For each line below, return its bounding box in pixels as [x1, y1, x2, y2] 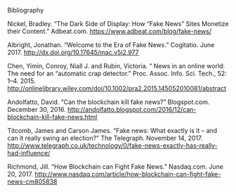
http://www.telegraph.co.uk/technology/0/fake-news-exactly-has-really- [7, 141, 218, 150]
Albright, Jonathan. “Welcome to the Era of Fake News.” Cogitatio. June [7, 41, 215, 49]
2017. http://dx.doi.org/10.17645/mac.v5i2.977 [7, 49, 139, 56]
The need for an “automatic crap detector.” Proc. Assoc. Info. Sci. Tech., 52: [7, 70, 227, 77]
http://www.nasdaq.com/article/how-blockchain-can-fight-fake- [34, 170, 221, 178]
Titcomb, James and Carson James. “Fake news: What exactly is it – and [7, 127, 218, 134]
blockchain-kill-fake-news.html [7, 113, 98, 121]
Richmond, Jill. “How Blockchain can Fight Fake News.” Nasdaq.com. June [7, 162, 223, 171]
